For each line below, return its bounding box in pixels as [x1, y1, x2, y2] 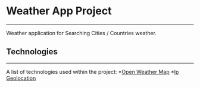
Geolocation [6, 74, 36, 82]
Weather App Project [6, 4, 112, 18]
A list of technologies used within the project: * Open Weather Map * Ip [6, 68, 179, 75]
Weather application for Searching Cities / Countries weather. [6, 29, 157, 36]
